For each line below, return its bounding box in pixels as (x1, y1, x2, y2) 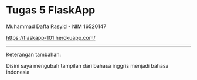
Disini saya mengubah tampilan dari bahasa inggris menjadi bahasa (6, 62, 169, 69)
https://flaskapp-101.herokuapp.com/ (6, 34, 96, 41)
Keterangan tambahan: (6, 51, 62, 58)
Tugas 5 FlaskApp (6, 4, 96, 17)
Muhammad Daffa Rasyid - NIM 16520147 (6, 23, 107, 30)
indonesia (6, 68, 30, 75)
